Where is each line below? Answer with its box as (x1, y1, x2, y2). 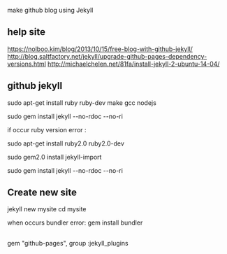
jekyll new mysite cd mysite (7, 205, 87, 213)
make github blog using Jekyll (7, 6, 94, 14)
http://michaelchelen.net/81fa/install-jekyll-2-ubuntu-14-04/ (47, 59, 220, 68)
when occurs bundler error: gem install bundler (7, 218, 143, 227)
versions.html (7, 59, 47, 68)
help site (7, 26, 45, 38)
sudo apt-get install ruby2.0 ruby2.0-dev (7, 139, 124, 148)
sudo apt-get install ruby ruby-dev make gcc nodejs (7, 98, 157, 107)
